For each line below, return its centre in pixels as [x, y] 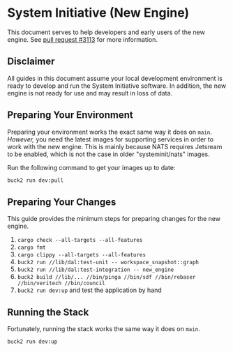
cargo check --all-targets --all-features [80, 240]
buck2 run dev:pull [36, 180]
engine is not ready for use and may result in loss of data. [90, 93]
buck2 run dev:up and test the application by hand [89, 290]
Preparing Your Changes [62, 202]
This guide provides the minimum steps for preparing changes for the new [114, 219]
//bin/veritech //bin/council [61, 284]
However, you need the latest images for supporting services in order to [111, 139]
